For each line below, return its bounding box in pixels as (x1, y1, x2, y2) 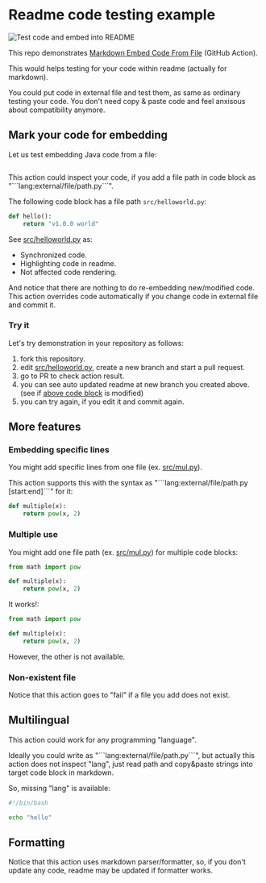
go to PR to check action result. (19, 371, 125, 381)
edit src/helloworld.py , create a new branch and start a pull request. (19, 362, 246, 372)
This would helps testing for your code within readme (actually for (8, 63, 227, 73)
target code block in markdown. (8, 768, 114, 777)
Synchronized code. (19, 250, 87, 260)
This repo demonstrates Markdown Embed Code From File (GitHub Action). (8, 48, 258, 57)
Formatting (8, 836, 65, 850)
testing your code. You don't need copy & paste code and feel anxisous (8, 96, 246, 106)
